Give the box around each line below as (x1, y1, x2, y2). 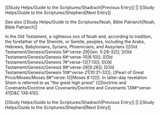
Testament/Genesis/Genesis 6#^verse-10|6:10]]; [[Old (5, 54, 113, 60)
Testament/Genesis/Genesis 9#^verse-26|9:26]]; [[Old (5, 64, 114, 70)
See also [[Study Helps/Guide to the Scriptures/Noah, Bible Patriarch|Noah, (5, 19, 156, 25)
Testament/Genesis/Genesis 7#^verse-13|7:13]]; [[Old (5, 59, 112, 65)
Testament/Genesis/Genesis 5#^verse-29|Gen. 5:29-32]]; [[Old (5, 49, 132, 55)
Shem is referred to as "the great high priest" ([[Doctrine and (5, 80, 127, 86)
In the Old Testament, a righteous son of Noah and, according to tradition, (5, 34, 153, 39)
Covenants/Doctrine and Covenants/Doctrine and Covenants (5, 85, 126, 90)
